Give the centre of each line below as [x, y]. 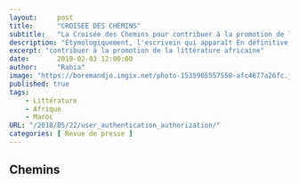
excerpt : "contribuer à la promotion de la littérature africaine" [137, 51]
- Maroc [39, 117]
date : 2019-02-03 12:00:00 [71, 59]
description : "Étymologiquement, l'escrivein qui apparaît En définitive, [151, 42]
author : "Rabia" [48, 68]
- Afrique [44, 109]
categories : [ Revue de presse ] [71, 134]
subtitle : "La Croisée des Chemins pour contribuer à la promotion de [147, 34]
